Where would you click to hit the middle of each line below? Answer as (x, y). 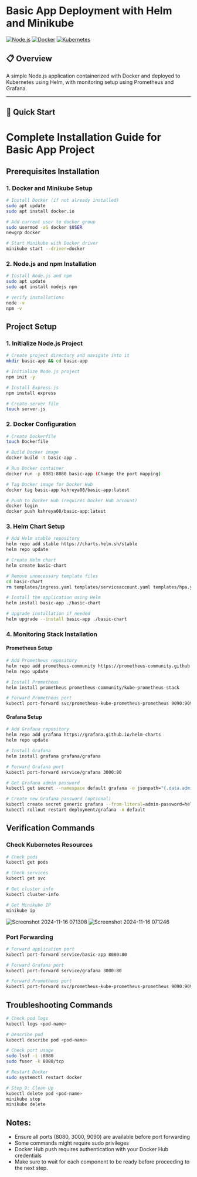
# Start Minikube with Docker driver (52, 243)
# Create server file (33, 404)
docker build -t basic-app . (42, 458)
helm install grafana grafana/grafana (53, 756)
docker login (22, 506)
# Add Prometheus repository (42, 661)
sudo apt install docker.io (40, 211)
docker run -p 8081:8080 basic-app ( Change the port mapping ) (84, 473)
